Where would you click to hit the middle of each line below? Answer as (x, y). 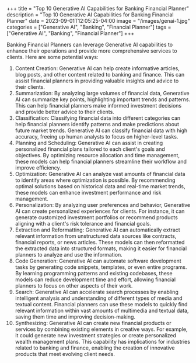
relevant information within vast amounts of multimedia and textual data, (102, 310)
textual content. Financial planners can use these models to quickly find (101, 304)
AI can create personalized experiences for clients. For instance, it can (100, 211)
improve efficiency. (38, 168)
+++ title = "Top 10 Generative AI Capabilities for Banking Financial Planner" (98, 8)
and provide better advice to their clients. (64, 112)
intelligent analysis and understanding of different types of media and (99, 298)
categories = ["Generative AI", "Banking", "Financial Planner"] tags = (89, 27)
